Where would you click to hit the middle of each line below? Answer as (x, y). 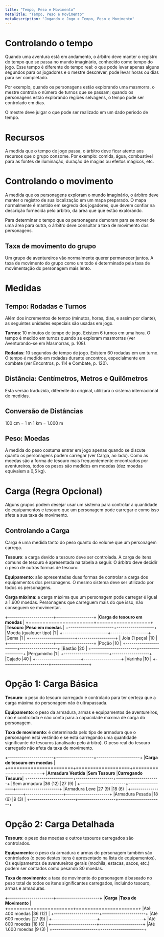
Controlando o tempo (49, 43)
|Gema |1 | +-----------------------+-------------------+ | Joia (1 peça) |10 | (81, 638)
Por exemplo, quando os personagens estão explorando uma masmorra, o (80, 87)
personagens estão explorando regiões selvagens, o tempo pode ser (75, 98)
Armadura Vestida (66, 773)
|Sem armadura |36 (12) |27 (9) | (44, 784)
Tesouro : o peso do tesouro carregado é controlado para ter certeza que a (81, 698)
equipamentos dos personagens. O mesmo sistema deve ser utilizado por (80, 583)
